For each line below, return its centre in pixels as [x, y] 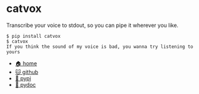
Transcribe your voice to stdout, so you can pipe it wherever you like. [92, 25]
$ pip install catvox [34, 36]
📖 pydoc [25, 84]
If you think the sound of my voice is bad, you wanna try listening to [100, 47]
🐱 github [27, 72]
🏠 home [26, 63]
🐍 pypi [23, 78]
